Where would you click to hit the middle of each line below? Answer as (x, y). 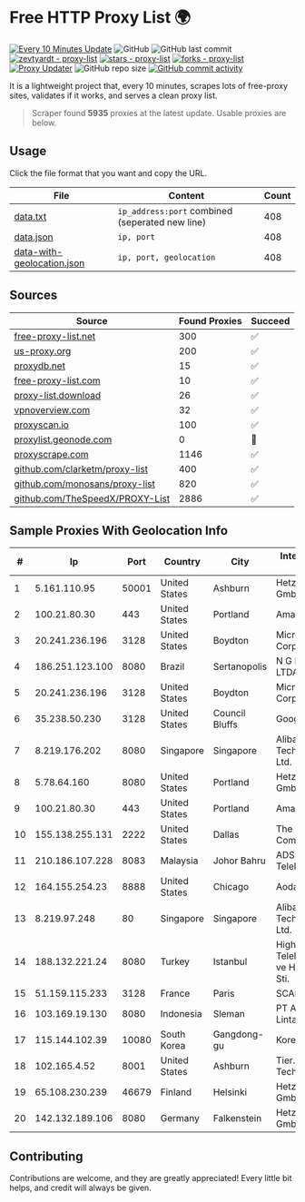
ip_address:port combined (175, 211)
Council (229, 714)
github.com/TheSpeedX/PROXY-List (92, 498)
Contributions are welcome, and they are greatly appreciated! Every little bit (151, 1178)
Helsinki (230, 1092)
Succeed (271, 320)
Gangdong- (239, 1034)
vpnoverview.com (52, 409)
